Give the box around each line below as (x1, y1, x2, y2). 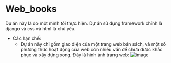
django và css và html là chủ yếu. (5, 25, 76, 31)
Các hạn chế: (12, 35, 41, 41)
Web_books (5, 3, 58, 15)
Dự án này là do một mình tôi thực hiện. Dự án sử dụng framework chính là (5, 20, 163, 26)
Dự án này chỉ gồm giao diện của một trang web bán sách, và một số (20, 40, 166, 47)
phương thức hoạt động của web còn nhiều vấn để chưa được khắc (20, 46, 163, 52)
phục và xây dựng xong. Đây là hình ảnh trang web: (20, 52, 129, 58)
